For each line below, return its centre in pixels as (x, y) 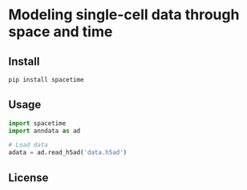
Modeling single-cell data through (124, 15)
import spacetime (37, 123)
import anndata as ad (45, 131)
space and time (61, 32)
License (28, 178)
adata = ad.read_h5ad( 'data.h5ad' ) (68, 153)
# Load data (28, 145)
